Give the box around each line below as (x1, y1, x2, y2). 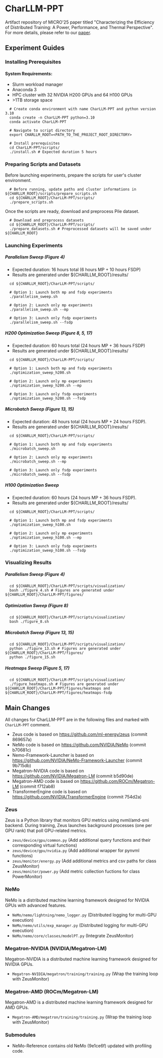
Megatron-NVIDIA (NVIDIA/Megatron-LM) (5, 945, 107, 952)
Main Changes (5, 703, 50, 712)
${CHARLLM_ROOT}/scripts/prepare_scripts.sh (5, 191, 97, 196)
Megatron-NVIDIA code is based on (12, 768, 84, 774)
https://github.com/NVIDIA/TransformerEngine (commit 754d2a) (12, 794, 142, 800)
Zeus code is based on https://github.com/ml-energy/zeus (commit (12, 731, 147, 737)
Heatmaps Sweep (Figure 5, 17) (5, 665, 70, 671)
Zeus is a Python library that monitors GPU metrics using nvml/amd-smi (5, 817, 149, 823)
